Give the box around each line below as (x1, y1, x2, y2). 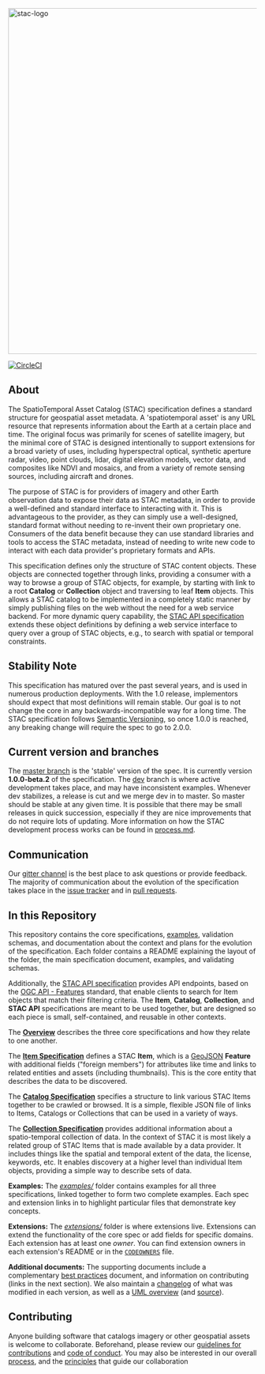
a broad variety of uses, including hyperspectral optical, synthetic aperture (8, 446, 252, 455)
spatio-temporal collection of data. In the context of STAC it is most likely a (8, 1132, 251, 1142)
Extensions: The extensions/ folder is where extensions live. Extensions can (8, 1221, 256, 1232)
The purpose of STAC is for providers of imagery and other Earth (8, 486, 219, 496)
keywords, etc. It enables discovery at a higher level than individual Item (8, 1157, 243, 1167)
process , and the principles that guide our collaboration (8, 1356, 188, 1366)
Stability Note (8, 659, 77, 673)
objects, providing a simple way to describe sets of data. (8, 1166, 192, 1176)
